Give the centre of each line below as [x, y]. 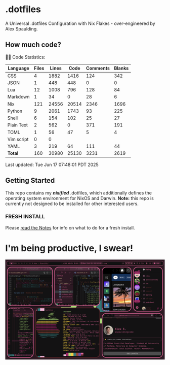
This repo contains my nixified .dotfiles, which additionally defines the [78, 193]
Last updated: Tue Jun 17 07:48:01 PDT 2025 [52, 164]
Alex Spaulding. [22, 28]
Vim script [18, 139]
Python [15, 111]
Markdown [18, 97]
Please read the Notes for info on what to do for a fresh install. [70, 227]
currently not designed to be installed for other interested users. [72, 204]
